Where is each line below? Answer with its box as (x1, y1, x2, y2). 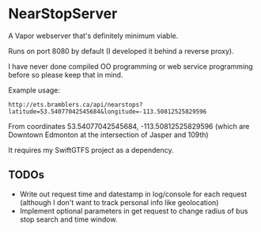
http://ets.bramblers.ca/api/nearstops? (8, 101, 144, 108)
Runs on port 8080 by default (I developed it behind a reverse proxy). (8, 46, 235, 55)
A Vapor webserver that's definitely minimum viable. (8, 31, 179, 40)
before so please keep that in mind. (8, 70, 123, 79)
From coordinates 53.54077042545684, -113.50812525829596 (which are (8, 121, 250, 131)
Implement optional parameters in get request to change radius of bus (19, 206, 248, 215)
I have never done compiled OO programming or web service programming (8, 61, 253, 71)
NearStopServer (8, 5, 118, 23)
